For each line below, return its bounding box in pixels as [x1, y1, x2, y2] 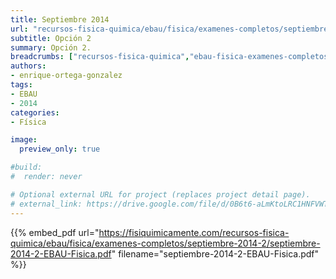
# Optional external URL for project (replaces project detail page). [10, 189, 311, 200]
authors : [10, 61, 47, 71]
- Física [10, 117, 47, 127]
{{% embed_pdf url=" [10, 226, 100, 238]
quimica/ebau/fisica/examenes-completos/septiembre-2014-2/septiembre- [10, 237, 321, 249]
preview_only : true [19, 144, 101, 155]
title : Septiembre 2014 [10, 14, 110, 25]
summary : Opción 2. [10, 42, 92, 53]
